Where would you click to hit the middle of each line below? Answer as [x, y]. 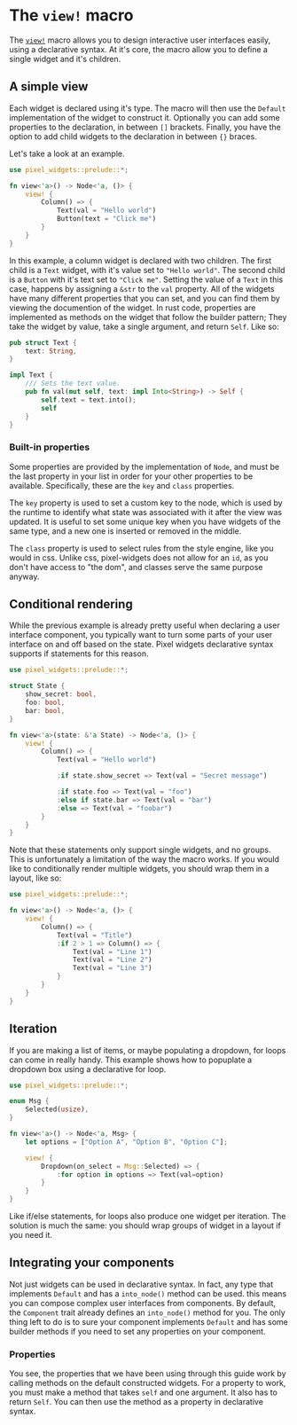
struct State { [37, 686]
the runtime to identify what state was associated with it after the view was [146, 512]
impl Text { [31, 375]
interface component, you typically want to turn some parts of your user [141, 635]
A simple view [49, 86]
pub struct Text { [43, 342]
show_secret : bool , [61, 694]
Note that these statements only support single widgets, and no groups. [140, 850]
